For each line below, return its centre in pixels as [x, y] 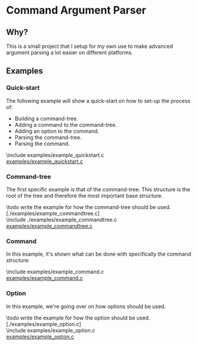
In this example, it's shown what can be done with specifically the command [99, 254]
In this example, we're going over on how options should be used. [86, 306]
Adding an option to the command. [57, 131]
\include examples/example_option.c [51, 330]
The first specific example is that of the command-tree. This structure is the [98, 189]
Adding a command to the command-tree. [65, 125]
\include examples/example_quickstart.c [55, 155]
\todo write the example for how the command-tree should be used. [88, 207]
